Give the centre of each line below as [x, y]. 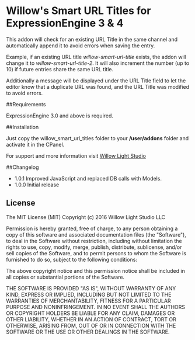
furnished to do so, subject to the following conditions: [72, 259]
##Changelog [22, 167]
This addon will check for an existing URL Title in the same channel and [92, 39]
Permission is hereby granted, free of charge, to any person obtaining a [92, 228]
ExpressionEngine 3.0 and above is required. [60, 116]
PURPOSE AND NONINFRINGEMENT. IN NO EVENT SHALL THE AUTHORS [96, 307]
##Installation [22, 127]
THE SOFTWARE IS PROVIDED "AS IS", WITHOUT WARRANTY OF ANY [91, 288]
